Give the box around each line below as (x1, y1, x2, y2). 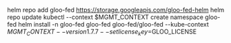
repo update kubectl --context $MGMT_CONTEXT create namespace (7, 13, 203, 21)
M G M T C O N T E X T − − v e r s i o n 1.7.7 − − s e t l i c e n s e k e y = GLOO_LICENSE (7, 27, 197, 37)
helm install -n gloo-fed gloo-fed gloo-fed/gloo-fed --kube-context (18, 20, 209, 28)
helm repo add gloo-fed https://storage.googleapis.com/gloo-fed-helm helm (7, 6, 225, 14)
